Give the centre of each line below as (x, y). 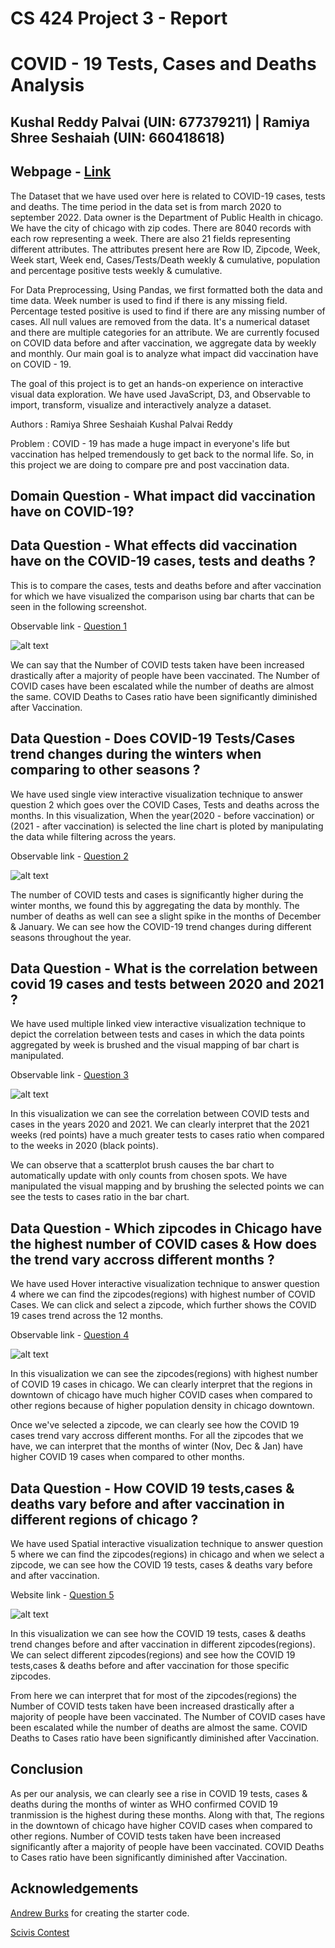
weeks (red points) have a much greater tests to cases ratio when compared (167, 1135)
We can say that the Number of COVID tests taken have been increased (157, 664)
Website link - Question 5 (62, 1595)
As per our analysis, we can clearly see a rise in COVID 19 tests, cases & (159, 1793)
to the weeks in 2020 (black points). (84, 1146)
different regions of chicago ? (104, 1519)
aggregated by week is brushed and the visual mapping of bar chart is (155, 1045)
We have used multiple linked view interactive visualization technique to (158, 1024)
